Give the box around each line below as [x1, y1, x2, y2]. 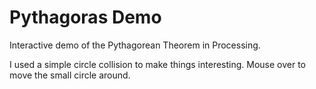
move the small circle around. [9, 69, 131, 81]
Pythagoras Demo [9, 6, 162, 29]
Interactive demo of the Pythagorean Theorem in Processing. [9, 39, 261, 51]
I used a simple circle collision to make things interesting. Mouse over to [9, 58, 306, 70]
